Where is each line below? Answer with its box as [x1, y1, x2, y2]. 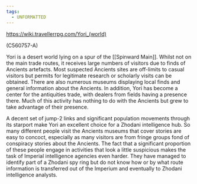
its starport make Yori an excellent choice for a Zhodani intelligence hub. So [6, 121, 190, 128]
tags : [6, 8, 20, 15]
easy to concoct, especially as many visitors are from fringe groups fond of [6, 133, 190, 140]
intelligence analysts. [6, 171, 58, 178]
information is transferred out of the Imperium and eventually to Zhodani [6, 165, 182, 172]
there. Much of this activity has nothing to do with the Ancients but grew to [6, 97, 189, 104]
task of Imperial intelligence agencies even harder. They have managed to [6, 152, 186, 159]
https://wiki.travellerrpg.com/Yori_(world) [6, 30, 106, 37]
